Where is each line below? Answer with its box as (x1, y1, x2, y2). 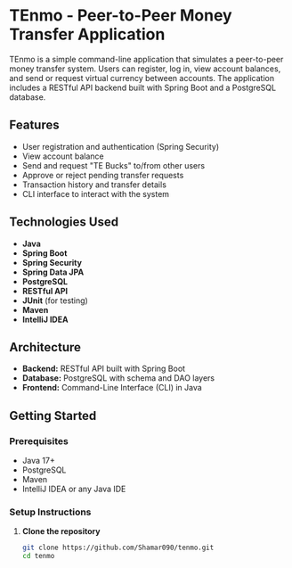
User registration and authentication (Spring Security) (21, 141, 220, 152)
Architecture (9, 340, 82, 355)
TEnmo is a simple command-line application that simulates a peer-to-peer (9, 54, 284, 64)
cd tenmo (21, 552, 55, 561)
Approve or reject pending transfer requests (21, 169, 184, 180)
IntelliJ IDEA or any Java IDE (21, 483, 126, 495)
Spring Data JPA (21, 267, 85, 277)
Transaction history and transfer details (21, 179, 167, 190)
